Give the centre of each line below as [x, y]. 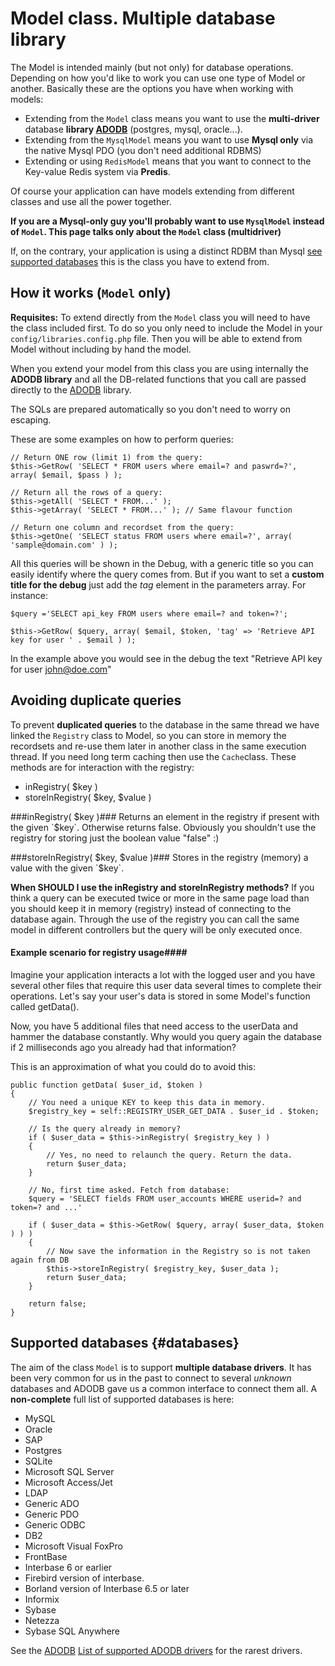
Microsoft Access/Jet [68, 1482]
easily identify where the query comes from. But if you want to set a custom [167, 574]
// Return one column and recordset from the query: [122, 527]
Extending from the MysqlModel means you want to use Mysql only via [169, 139]
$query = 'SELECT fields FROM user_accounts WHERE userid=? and [165, 1198]
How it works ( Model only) [91, 293]
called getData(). [45, 1006]
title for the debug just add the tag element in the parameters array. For [158, 584]
